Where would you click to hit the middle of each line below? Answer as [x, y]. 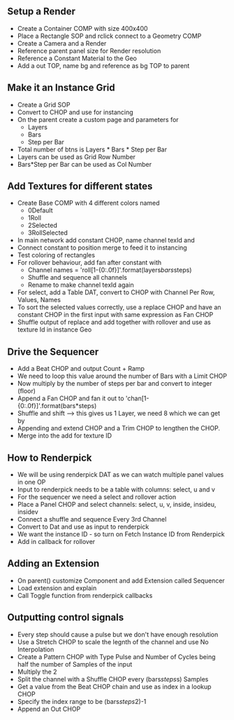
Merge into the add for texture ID [65, 436]
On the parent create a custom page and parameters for [98, 119]
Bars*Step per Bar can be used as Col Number [85, 164]
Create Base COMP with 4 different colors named [88, 203]
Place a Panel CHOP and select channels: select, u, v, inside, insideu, [117, 505]
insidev [28, 512]
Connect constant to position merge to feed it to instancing [102, 247]
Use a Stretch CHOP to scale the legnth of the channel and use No [113, 641]
